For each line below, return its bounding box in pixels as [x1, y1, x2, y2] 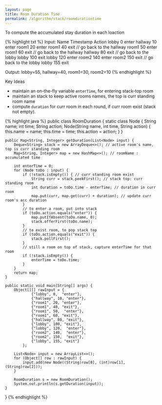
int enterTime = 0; [14, 164, 54, 169]
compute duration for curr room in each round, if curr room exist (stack [12, 103, 156, 110]
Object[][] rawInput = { [14, 287, 64, 293]
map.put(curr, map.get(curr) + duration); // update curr [31, 194, 152, 199]
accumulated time [5, 155, 40, 160]
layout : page [5, 7, 32, 12]
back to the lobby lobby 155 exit [5, 60, 69, 66]
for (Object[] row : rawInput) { [14, 356, 82, 361]
